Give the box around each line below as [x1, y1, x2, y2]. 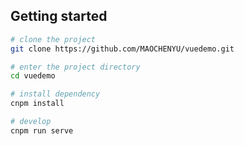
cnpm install [10, 99, 65, 109]
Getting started [10, 8, 108, 25]
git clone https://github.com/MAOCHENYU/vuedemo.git [10, 44, 235, 54]
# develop [10, 117, 52, 127]
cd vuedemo [10, 71, 56, 81]
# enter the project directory [10, 62, 141, 72]
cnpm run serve [10, 125, 74, 136]
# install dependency [10, 89, 101, 99]
